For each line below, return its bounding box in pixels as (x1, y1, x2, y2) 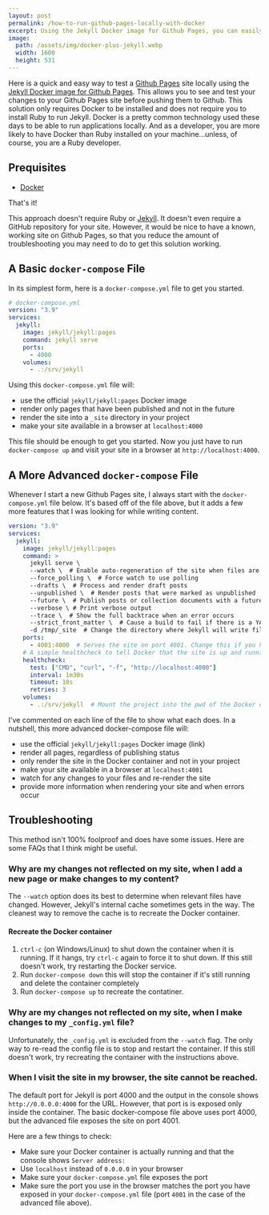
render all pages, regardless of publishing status (19, 748, 180, 757)
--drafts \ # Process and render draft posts (29, 582, 188, 590)
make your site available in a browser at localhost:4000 (19, 421, 203, 431)
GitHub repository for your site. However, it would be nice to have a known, (8, 222, 256, 231)
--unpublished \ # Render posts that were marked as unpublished (29, 589, 256, 597)
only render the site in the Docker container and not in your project (19, 756, 240, 765)
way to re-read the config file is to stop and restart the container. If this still (8, 1044, 255, 1053)
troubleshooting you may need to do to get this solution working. (8, 239, 222, 248)
